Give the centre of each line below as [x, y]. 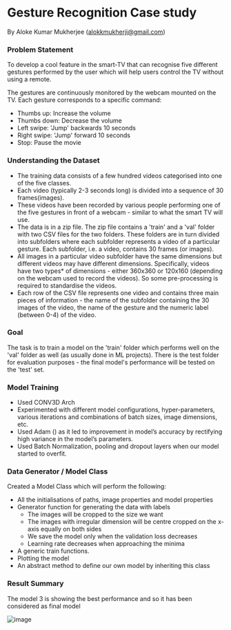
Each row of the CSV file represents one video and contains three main [118, 293]
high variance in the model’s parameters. [75, 439]
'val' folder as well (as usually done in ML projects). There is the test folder [113, 355]
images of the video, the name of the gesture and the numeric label [113, 307]
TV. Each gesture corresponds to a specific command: [84, 100]
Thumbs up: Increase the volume [64, 113]
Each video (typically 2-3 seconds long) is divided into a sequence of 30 [120, 190]
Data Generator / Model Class [58, 471]
